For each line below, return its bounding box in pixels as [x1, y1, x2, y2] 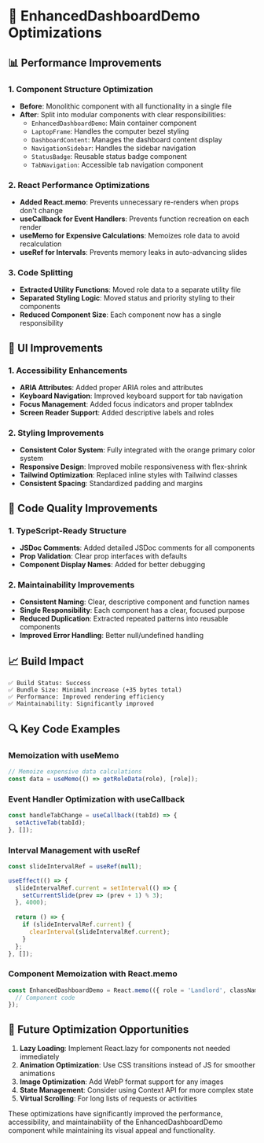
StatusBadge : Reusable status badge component [31, 151, 187, 160]
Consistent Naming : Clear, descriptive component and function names [19, 597, 250, 607]
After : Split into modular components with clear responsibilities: [19, 109, 226, 119]
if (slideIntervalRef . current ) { [22, 920, 132, 929]
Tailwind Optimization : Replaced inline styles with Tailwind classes [19, 470, 238, 480]
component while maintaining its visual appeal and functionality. [8, 1126, 216, 1135]
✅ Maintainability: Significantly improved [8, 700, 155, 708]
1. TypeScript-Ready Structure [8, 525, 127, 536]
